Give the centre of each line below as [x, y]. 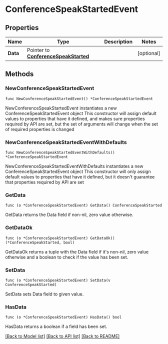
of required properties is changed [40, 129]
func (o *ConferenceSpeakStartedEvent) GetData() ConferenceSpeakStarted [84, 205]
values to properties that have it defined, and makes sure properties [75, 118]
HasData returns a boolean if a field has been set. [56, 326]
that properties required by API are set [44, 182]
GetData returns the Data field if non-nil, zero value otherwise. [69, 215]
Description [118, 42]
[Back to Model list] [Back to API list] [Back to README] [62, 336]
